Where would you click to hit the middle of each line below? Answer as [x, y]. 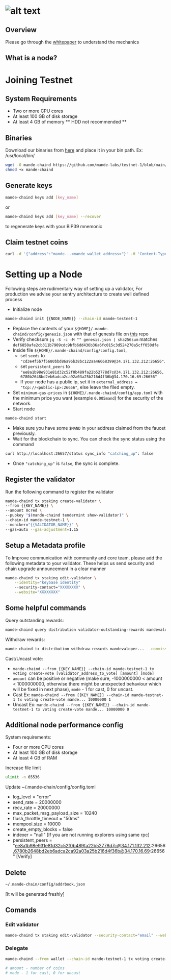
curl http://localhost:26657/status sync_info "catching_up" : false [79, 454]
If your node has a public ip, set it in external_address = [79, 382]
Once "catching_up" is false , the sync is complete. [66, 463]
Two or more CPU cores [38, 111]
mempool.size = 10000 [37, 824]
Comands [21, 910]
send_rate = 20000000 [37, 802]
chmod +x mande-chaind [29, 170]
